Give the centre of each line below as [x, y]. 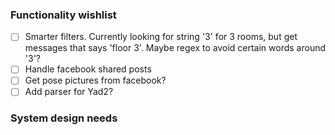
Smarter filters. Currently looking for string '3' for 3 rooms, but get [161, 37]
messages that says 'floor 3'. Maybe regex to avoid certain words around [175, 48]
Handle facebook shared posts [88, 69]
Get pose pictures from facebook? [95, 80]
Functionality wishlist [63, 15]
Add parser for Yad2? [69, 92]
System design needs [64, 118]
